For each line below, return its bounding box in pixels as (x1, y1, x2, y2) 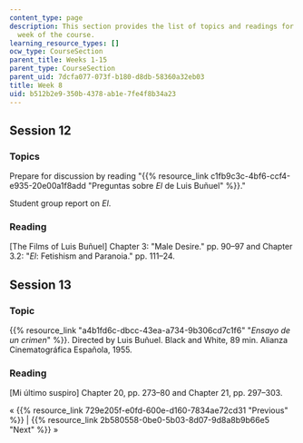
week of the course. (17, 30, 95, 39)
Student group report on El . (9, 198, 112, 209)
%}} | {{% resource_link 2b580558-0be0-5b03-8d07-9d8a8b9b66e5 (9, 415, 270, 426)
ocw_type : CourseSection (9, 47, 103, 56)
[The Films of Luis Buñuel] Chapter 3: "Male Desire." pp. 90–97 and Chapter (9, 241, 293, 252)
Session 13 (9, 277, 73, 292)
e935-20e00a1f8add (9, 181, 86, 192)
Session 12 (9, 123, 72, 138)
